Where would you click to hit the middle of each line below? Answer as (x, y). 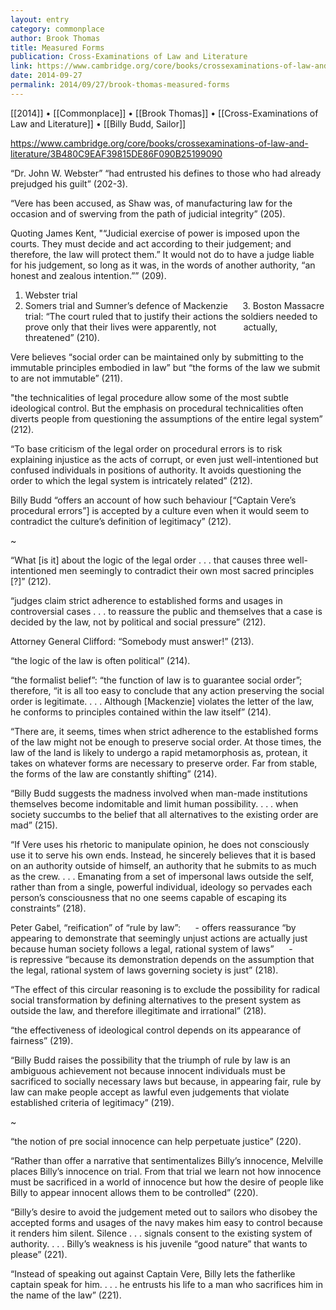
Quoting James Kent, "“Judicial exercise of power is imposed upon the (155, 233)
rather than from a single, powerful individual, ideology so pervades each (161, 887)
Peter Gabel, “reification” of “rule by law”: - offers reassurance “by (153, 927)
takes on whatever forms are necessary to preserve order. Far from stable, (164, 763)
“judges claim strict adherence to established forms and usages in (146, 600)
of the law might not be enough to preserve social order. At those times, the (166, 742)
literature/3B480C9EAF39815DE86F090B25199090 (116, 153)
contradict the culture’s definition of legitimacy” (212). (121, 521)
